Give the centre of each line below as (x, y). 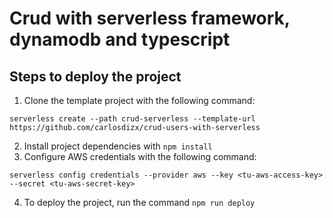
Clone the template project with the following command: (139, 100)
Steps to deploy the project (95, 76)
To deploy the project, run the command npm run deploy (139, 202)
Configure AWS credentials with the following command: (140, 156)
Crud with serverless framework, (150, 18)
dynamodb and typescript (120, 39)
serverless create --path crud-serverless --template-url (132, 119)
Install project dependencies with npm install (118, 146)
